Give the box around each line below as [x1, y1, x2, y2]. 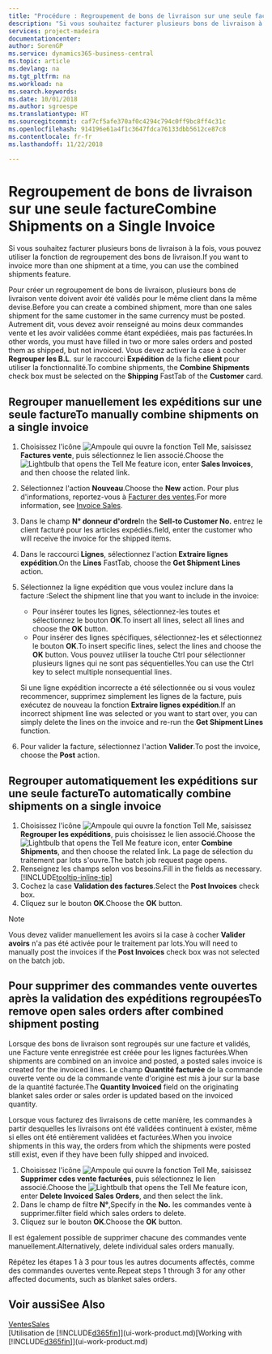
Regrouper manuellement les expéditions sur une [8, 395, 262, 408]
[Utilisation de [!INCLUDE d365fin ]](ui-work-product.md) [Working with [8, 1328, 243, 1338]
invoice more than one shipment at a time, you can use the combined [8, 261, 239, 270]
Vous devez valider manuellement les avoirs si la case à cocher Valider [8, 930, 245, 940]
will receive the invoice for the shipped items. [19, 533, 172, 544]
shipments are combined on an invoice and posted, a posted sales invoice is [8, 1056, 263, 1066]
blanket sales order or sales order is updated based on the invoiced [8, 1090, 233, 1100]
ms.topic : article [8, 58, 70, 66]
